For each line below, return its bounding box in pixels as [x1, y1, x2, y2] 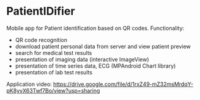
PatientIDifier [6, 4, 75, 18]
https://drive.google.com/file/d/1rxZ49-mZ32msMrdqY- [53, 80, 194, 88]
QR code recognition [15, 36, 67, 43]
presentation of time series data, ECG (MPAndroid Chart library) [15, 62, 176, 70]
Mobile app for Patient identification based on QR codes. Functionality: [6, 24, 185, 32]
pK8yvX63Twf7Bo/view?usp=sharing [6, 87, 100, 94]
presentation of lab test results [15, 68, 93, 76]
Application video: [6, 80, 52, 88]
